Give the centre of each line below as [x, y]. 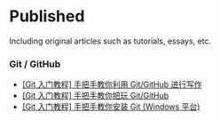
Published [47, 16]
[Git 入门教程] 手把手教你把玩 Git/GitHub [95, 96]
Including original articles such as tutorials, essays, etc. [110, 41]
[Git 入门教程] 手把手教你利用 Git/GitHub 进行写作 [112, 84]
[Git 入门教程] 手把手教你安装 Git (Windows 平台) [111, 107]
